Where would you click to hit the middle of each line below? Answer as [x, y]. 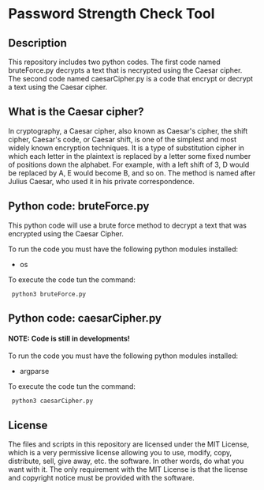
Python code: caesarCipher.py [85, 318]
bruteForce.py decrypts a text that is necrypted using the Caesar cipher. [125, 70]
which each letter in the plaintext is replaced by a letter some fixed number [130, 156]
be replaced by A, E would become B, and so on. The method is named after [132, 173]
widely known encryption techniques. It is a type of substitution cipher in [126, 148]
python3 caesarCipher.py [52, 401]
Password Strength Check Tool [112, 14]
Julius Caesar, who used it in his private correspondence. [101, 181]
